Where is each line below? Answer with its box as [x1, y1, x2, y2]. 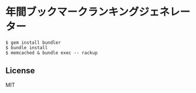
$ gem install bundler [5, 39, 61, 46]
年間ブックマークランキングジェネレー [5, 5, 191, 19]
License [5, 66, 35, 76]
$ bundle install [5, 44, 48, 50]
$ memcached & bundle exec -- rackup [5, 50, 98, 56]
